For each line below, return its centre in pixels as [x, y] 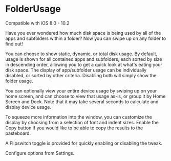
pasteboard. [18, 133]
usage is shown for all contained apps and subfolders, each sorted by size [84, 59]
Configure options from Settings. [40, 153]
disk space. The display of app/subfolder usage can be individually [76, 70]
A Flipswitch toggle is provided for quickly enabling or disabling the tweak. [84, 143]
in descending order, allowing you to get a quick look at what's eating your [84, 64]
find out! [14, 43]
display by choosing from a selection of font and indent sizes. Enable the [82, 122]
